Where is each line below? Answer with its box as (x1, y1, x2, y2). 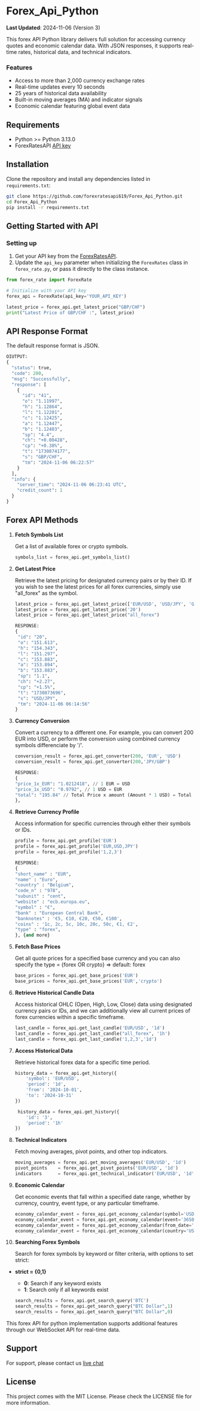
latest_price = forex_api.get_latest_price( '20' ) (14, 606, 141, 612)
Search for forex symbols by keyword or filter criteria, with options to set (14, 1250, 193, 1258)
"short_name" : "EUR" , (14, 871, 72, 877)
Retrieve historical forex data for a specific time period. (14, 1059, 150, 1066)
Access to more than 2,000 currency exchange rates (14, 77, 145, 84)
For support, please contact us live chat (6, 1359, 104, 1367)
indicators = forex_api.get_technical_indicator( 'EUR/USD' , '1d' (14, 1171, 195, 1177)
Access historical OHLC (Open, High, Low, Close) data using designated (14, 1001, 192, 1008)
